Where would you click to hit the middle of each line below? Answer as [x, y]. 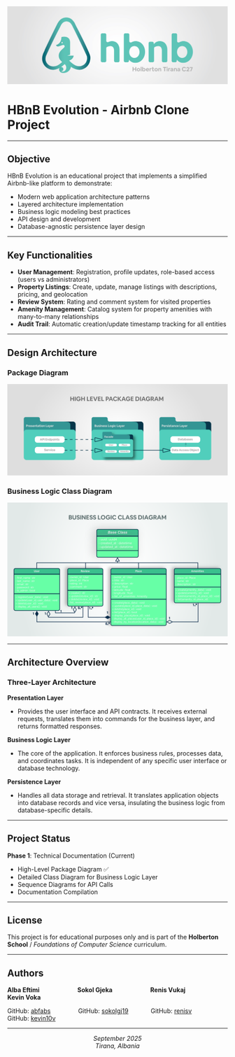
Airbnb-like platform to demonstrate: [60, 183]
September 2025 [117, 1039]
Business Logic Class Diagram [60, 491]
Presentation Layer [36, 697]
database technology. [49, 768]
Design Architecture [52, 353]
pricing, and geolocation [52, 295]
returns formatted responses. [60, 726]
